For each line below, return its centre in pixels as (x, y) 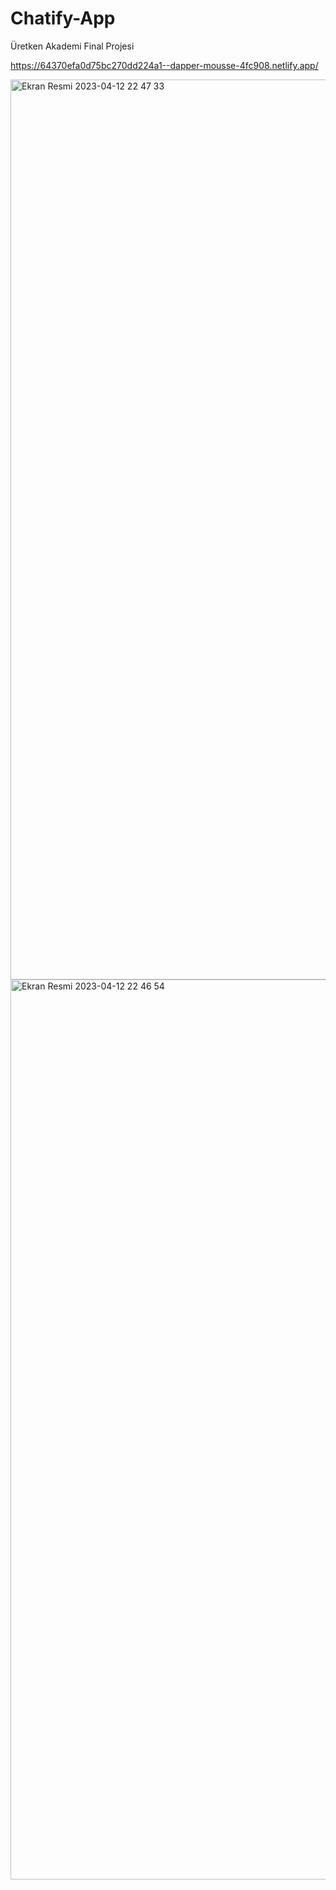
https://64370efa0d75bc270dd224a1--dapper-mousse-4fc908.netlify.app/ (164, 65)
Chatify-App (63, 18)
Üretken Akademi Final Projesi (72, 46)
